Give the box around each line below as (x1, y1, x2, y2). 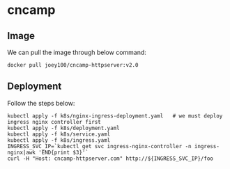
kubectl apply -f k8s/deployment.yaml (7, 124, 120, 131)
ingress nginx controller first (7, 118, 101, 125)
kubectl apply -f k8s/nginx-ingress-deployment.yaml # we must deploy (7, 112, 223, 120)
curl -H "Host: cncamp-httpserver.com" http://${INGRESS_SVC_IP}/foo (7, 155, 214, 162)
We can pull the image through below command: (7, 48, 146, 56)
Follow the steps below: (7, 99, 75, 107)
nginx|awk (7, 149, 36, 156)
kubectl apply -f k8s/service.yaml (7, 131, 111, 138)
